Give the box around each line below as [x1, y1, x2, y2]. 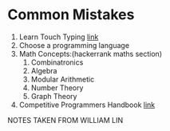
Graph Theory [30, 91, 77, 101]
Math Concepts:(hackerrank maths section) [18, 49, 163, 58]
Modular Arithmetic [30, 74, 95, 84]
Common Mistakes [7, 6, 135, 24]
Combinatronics [30, 58, 84, 67]
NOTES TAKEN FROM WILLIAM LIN [7, 115, 124, 125]
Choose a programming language [18, 40, 129, 50]
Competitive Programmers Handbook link [18, 100, 156, 109]
